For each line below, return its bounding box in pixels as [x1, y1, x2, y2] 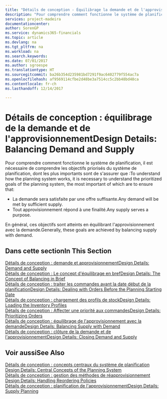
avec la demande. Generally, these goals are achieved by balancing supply [5, 227, 157, 233]
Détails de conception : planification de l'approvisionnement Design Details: [5, 383, 159, 389]
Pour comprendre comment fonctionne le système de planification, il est [5, 160, 153, 166]
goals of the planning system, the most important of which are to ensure [5, 181, 153, 187]
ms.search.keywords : [5, 53, 48, 59]
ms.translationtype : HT [5, 68, 55, 73]
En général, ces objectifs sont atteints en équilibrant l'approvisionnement [5, 222, 155, 228]
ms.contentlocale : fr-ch [5, 81, 57, 86]
